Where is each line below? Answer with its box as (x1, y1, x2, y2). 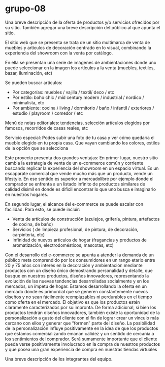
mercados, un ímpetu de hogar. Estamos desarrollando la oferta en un (5, 283, 147, 289)
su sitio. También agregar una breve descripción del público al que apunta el (5, 24, 161, 30)
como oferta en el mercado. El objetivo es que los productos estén (5, 299, 140, 305)
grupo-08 (5, 3, 46, 14)
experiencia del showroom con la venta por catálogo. (5, 50, 113, 56)
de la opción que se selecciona (5, 145, 68, 151)
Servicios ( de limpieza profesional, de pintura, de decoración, (12, 226, 139, 232)
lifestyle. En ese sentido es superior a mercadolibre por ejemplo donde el (5, 176, 154, 182)
